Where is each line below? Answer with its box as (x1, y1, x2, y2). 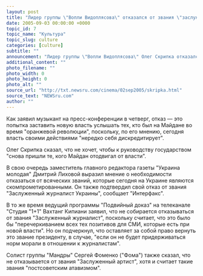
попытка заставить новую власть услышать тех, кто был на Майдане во (6, 121, 192, 128)
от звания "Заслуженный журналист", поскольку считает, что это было (6, 214, 191, 221)
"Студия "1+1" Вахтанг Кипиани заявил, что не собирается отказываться (6, 207, 195, 215)
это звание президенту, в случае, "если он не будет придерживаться (6, 233, 186, 240)
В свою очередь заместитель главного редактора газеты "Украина (6, 164, 180, 171)
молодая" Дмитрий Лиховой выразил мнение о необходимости (6, 170, 172, 178)
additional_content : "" (6, 59, 66, 65)
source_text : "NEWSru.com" (6, 93, 74, 99)
